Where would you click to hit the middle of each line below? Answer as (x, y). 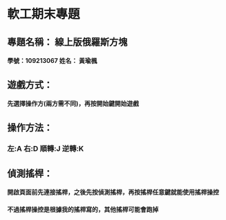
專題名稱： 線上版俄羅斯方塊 (67, 42)
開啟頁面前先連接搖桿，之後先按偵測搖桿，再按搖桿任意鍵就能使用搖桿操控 (113, 192)
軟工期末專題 (44, 14)
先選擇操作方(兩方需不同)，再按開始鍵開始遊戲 (73, 104)
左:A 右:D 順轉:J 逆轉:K (46, 149)
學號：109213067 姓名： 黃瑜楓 (52, 61)
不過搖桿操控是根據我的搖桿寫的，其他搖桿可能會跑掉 (83, 210)
